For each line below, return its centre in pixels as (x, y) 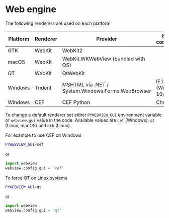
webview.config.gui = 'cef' (35, 168)
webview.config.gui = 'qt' (33, 210)
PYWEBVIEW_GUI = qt (23, 187)
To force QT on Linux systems (36, 178)
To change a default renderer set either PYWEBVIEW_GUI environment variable (83, 115)
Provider (107, 39)
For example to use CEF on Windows (43, 135)
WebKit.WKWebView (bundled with (104, 59)
